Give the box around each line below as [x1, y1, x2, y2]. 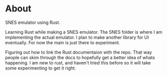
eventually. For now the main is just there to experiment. [5, 39, 121, 45]
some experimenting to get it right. [5, 65, 76, 71]
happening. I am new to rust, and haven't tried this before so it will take [5, 60, 151, 66]
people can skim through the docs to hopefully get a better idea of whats [5, 54, 156, 60]
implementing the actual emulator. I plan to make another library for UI [5, 34, 149, 40]
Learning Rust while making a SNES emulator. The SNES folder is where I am [5, 29, 163, 35]
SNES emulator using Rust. [5, 19, 61, 25]
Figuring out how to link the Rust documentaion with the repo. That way [5, 49, 152, 55]
